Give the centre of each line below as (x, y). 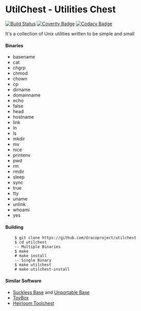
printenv (22, 155)
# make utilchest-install (42, 269)
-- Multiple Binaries (37, 247)
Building (14, 227)
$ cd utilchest (31, 243)
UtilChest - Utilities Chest (61, 10)
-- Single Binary (33, 261)
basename (24, 57)
